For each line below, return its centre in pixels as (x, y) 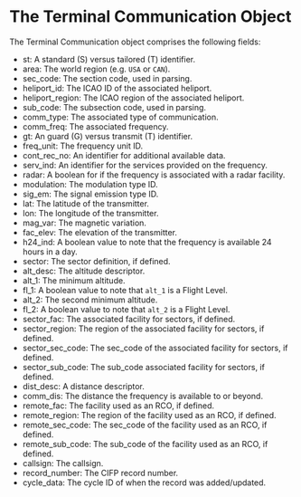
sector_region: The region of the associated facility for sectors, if (143, 329)
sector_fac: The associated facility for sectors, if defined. (129, 319)
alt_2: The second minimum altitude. (90, 300)
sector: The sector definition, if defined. (96, 261)
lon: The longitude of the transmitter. (90, 213)
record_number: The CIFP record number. (100, 473)
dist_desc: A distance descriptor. (83, 386)
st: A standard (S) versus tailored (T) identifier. (109, 59)
